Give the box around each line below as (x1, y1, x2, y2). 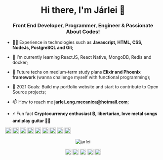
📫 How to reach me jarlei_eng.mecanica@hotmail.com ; (12, 99, 129, 105)
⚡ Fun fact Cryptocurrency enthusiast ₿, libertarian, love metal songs (12, 111, 158, 117)
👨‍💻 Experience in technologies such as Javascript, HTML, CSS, (12, 40, 143, 45)
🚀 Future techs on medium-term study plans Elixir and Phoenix (12, 69, 141, 75)
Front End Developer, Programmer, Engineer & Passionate (12, 22, 154, 29)
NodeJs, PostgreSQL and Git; (12, 44, 74, 51)
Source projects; (12, 89, 46, 95)
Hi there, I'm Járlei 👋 (41, 4, 125, 16)
